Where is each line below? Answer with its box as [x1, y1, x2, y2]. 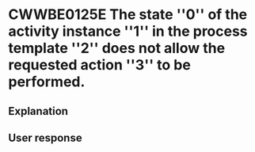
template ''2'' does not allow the [8, 40, 226, 57]
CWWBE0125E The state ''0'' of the [8, 6, 248, 24]
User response [8, 131, 82, 144]
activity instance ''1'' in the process [8, 22, 248, 40]
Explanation [8, 104, 69, 118]
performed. [8, 73, 86, 91]
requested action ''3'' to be [8, 56, 192, 74]
